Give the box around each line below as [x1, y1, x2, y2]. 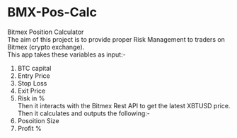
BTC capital [17, 64, 52, 72]
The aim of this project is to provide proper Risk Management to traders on [7, 35, 225, 43]
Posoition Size [17, 116, 59, 125]
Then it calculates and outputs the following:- [17, 109, 150, 117]
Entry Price [17, 71, 51, 80]
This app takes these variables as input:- [7, 50, 126, 59]
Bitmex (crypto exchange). [7, 42, 85, 51]
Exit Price [17, 86, 46, 95]
